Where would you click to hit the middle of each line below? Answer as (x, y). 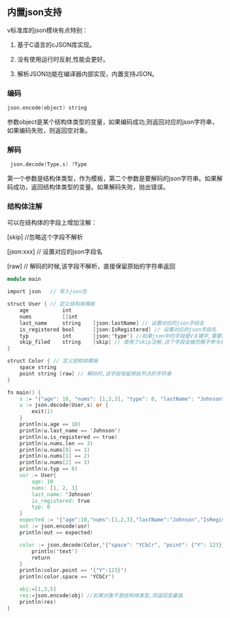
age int (46, 310)
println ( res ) (38, 602)
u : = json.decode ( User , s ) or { (64, 405)
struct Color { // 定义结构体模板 (53, 361)
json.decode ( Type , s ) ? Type (49, 164)
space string (38, 368)
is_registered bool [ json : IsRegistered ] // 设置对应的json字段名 (118, 330)
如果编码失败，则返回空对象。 (49, 130)
